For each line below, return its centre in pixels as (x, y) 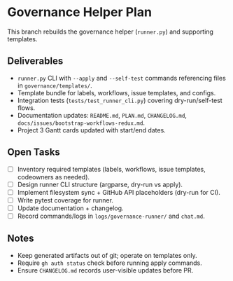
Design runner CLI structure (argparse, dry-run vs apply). (100, 184)
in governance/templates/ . (55, 85)
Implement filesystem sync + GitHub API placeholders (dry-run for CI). (119, 192)
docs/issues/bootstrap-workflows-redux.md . (81, 123)
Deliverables (35, 61)
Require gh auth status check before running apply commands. (110, 263)
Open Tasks (34, 152)
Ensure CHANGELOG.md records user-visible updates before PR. (105, 270)
